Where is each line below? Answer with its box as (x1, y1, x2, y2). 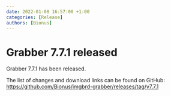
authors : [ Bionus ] (6, 20, 52, 26)
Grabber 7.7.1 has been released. (6, 65, 86, 72)
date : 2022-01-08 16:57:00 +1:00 (6, 8, 90, 15)
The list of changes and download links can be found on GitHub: (6, 77, 165, 84)
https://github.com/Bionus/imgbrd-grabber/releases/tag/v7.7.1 (6, 83, 159, 90)
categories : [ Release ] (6, 14, 63, 20)
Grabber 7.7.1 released (6, 45, 118, 59)
